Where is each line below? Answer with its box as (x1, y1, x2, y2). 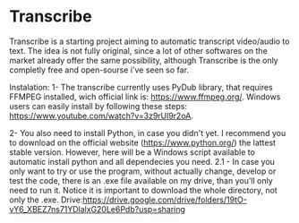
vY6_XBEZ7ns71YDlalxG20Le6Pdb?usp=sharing (9, 203, 186, 214)
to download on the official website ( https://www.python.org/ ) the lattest (9, 137, 276, 148)
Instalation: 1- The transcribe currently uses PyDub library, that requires (9, 81, 273, 92)
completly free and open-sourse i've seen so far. (9, 64, 190, 75)
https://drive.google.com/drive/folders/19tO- (81, 194, 248, 205)
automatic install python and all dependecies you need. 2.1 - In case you (9, 156, 276, 167)
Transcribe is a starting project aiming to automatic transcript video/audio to (9, 36, 290, 47)
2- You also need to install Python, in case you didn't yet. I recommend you (9, 127, 286, 138)
